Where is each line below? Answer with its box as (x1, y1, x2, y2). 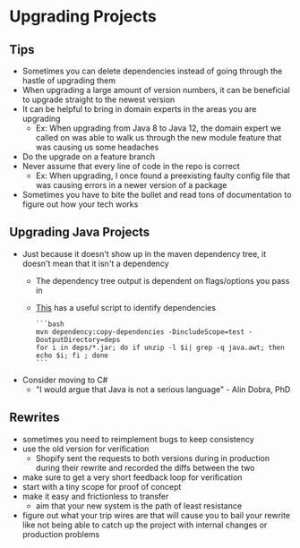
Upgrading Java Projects (9, 225, 150, 240)
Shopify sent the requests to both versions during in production (35, 452, 270, 463)
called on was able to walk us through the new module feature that (35, 133, 282, 142)
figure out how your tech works (21, 199, 139, 210)
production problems (21, 528, 100, 539)
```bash (35, 320, 64, 329)
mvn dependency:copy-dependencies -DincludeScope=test (35, 327, 244, 337)
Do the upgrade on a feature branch (21, 151, 156, 162)
